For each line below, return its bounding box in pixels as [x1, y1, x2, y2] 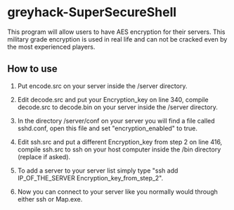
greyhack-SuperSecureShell [7, 4, 177, 20]
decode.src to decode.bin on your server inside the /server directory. [17, 103, 218, 111]
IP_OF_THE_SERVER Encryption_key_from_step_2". [17, 173, 164, 182]
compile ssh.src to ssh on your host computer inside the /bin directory [17, 145, 221, 154]
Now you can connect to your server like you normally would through [17, 187, 218, 196]
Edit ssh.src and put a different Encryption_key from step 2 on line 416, [17, 137, 223, 146]
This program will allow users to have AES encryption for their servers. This [7, 27, 226, 36]
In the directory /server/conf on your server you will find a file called [17, 116, 216, 125]
